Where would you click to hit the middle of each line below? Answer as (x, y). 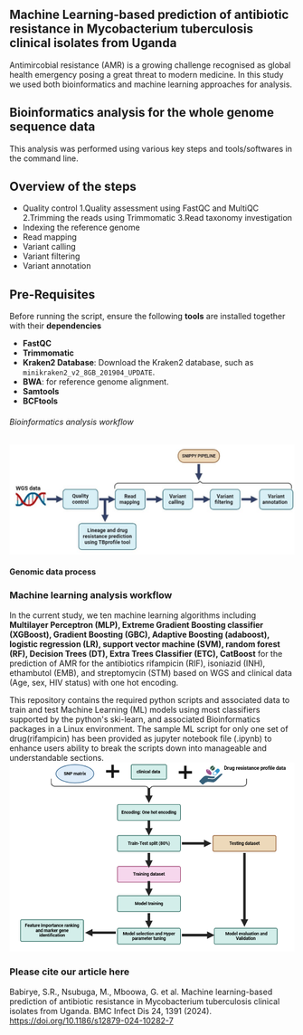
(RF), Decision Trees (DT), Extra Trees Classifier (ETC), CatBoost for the (146, 653)
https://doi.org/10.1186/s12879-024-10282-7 (91, 1021)
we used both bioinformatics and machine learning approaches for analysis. (151, 84)
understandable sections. (57, 757)
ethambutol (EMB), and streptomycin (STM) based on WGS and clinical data (151, 672)
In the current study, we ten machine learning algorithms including (133, 615)
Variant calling (49, 247)
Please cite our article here (70, 972)
